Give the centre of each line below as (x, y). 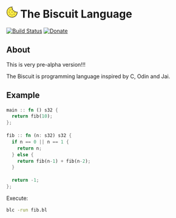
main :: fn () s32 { (32, 110)
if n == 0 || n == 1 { (40, 142)
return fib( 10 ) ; (32, 116)
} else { (23, 154)
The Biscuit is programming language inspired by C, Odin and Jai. (88, 76)
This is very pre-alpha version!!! (46, 64)
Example (23, 95)
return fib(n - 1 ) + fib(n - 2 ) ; (54, 161)
